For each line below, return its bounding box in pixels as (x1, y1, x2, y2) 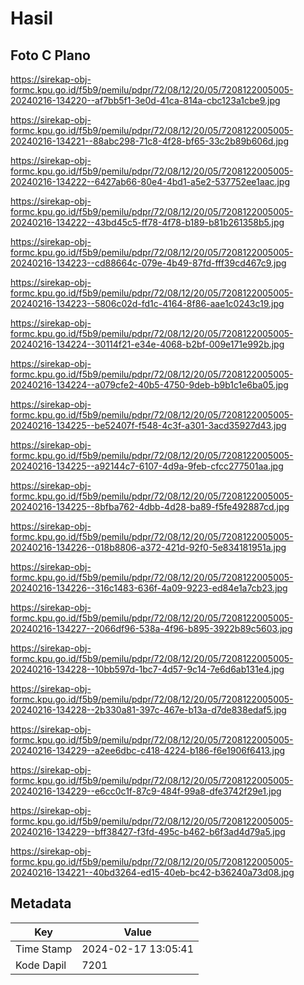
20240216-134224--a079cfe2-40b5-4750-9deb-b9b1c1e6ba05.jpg (10, 379, 289, 391)
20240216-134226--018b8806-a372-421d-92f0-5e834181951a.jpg (10, 542, 287, 553)
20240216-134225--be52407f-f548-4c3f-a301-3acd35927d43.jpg (10, 420, 287, 431)
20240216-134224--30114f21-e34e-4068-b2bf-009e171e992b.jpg (10, 338, 285, 350)
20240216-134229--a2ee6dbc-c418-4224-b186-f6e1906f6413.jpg (10, 745, 286, 756)
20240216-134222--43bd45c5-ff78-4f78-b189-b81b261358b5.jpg (10, 217, 285, 228)
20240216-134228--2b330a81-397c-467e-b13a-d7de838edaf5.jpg (10, 704, 287, 716)
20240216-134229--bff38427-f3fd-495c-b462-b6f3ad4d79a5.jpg (10, 826, 286, 837)
